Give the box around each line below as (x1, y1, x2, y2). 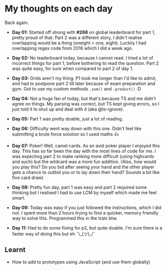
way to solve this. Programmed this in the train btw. (11, 215, 118, 221)
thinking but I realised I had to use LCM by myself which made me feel (11, 189, 157, 195)
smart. (11, 194, 25, 200)
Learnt (4, 245, 26, 254)
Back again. (4, 19, 29, 25)
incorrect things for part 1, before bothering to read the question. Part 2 (11, 60, 159, 66)
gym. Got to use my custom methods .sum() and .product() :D (11, 85, 141, 91)
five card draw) (11, 174, 43, 180)
